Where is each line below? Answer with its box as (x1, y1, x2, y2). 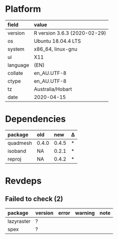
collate (7, 69, 23, 76)
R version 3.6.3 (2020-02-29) (33, 30, 107, 36)
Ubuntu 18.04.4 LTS (33, 37, 81, 44)
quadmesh (7, 139, 32, 146)
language (7, 62, 29, 68)
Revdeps (5, 175, 42, 187)
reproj (7, 155, 22, 162)
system (7, 45, 25, 52)
